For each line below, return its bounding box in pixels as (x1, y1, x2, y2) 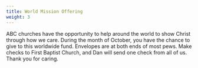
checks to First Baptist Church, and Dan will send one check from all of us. (6, 49, 187, 56)
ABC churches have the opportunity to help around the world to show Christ (6, 30, 191, 37)
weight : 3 (6, 14, 31, 20)
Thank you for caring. (6, 55, 59, 62)
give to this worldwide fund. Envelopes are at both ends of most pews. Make (6, 42, 192, 50)
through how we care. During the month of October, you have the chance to (6, 36, 190, 43)
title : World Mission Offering (6, 8, 83, 15)
